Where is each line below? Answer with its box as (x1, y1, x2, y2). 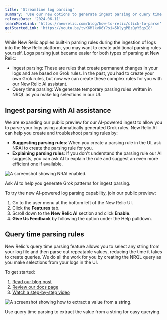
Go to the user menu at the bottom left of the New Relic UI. (12, 199, 133, 205)
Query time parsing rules (5, 230, 84, 239)
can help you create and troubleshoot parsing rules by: (5, 130, 118, 136)
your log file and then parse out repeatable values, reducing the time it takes (5, 248, 162, 255)
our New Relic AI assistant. (12, 81, 68, 87)
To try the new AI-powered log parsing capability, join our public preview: (5, 190, 156, 196)
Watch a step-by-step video (12, 289, 70, 295)
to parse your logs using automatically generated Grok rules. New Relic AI (5, 124, 157, 130)
